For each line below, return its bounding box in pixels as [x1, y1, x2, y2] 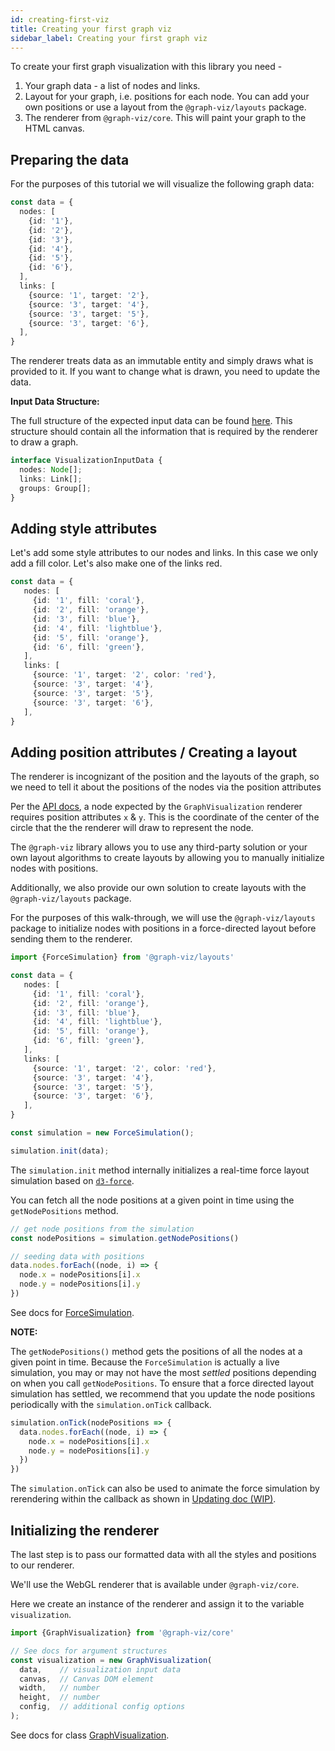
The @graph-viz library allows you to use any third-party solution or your [10, 841, 308, 853]
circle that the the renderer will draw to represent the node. [10, 822, 254, 834]
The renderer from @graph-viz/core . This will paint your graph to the [24, 112, 307, 124]
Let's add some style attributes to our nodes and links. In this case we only [10, 547, 318, 559]
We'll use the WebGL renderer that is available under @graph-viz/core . [10, 1579, 300, 1590]
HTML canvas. [24, 122, 85, 135]
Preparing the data [10, 151, 130, 168]
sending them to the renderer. [10, 933, 133, 945]
